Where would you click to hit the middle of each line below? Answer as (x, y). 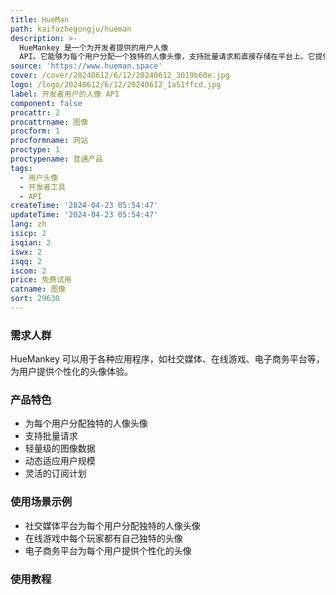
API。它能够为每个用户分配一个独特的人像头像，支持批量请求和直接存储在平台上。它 (167, 57)
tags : (21, 168)
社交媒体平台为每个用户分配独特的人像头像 (112, 525)
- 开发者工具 (43, 187)
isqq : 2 (26, 261)
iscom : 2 (28, 271)
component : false (46, 103)
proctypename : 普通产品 (56, 159)
